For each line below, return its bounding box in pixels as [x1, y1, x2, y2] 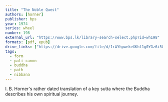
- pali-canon [9, 58, 37, 63]
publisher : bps [5, 16, 37, 21]
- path [9, 68, 23, 73]
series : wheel [5, 26, 35, 31]
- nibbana [9, 72, 30, 77]
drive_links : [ [5, 44, 37, 49]
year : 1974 [5, 21, 28, 26]
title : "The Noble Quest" [5, 7, 59, 12]
